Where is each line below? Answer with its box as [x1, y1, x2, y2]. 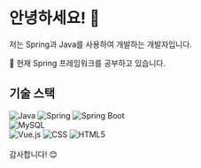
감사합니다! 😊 [9, 149, 58, 159]
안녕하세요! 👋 [9, 8, 100, 28]
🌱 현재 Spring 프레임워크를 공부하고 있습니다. [9, 57, 166, 68]
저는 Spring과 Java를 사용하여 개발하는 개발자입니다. [9, 39, 193, 50]
